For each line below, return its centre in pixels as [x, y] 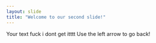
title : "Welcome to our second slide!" [56, 17]
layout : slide [24, 11]
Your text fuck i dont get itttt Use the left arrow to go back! [78, 34]
